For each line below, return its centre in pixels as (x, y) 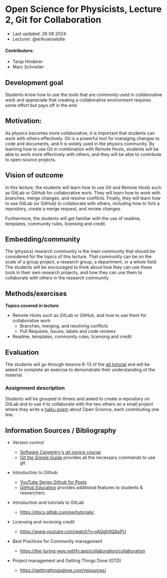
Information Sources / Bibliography (61, 430)
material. (14, 375)
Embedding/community (43, 239)
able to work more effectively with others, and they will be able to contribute (83, 154)
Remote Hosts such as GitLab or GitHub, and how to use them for (80, 315)
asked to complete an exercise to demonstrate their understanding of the (80, 370)
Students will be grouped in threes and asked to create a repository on (78, 399)
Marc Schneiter (28, 67)
